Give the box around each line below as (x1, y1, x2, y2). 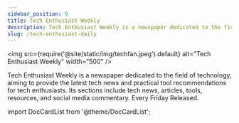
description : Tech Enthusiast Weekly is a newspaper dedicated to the (7, 23, 221, 31)
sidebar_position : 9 (7, 10, 69, 18)
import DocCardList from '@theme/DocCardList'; (7, 107, 151, 116)
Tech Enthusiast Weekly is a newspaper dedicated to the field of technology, (7, 71, 232, 80)
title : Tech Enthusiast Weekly (7, 17, 100, 24)
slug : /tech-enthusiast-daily (7, 30, 97, 38)
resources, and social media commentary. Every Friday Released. (7, 94, 199, 102)
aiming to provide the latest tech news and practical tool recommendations (7, 79, 226, 87)
